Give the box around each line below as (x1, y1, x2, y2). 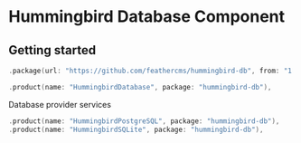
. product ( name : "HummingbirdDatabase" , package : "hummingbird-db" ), (8, 82, 272, 91)
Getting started (8, 43, 97, 58)
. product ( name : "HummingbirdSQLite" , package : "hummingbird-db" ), (8, 125, 264, 134)
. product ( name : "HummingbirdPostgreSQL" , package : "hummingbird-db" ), (8, 116, 280, 126)
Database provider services (8, 99, 112, 110)
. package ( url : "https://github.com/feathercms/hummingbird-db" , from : (8, 66, 280, 75)
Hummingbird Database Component (8, 6, 286, 27)
